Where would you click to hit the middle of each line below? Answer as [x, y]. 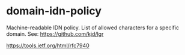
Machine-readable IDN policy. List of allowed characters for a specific [92, 27]
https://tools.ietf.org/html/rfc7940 [48, 45]
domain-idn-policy [54, 11]
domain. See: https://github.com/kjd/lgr [55, 33]
